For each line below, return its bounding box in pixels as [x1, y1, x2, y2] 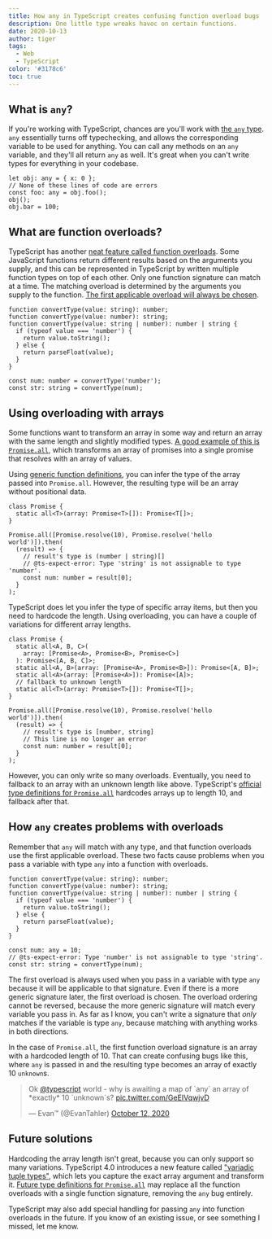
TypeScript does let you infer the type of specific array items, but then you [8, 602, 258, 612]
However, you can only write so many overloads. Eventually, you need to [8, 771, 252, 781]
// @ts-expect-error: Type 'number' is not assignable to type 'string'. [8, 953, 264, 961]
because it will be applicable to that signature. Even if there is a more [8, 983, 240, 993]
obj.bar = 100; [8, 203, 60, 212]
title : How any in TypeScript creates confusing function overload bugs [8, 11, 260, 20]
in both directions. [8, 1027, 69, 1036]
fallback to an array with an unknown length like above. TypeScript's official [8, 779, 261, 790]
